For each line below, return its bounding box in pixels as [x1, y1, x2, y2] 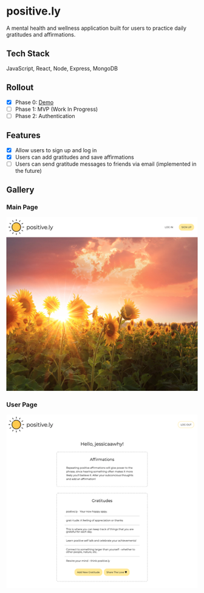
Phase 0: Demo [15, 99, 54, 106]
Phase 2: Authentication [15, 112, 75, 119]
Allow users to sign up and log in [15, 146, 97, 153]
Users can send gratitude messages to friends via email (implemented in [15, 160, 197, 167]
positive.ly [6, 4, 61, 18]
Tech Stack [6, 49, 50, 59]
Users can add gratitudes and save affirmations [15, 153, 135, 161]
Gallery [6, 184, 35, 195]
